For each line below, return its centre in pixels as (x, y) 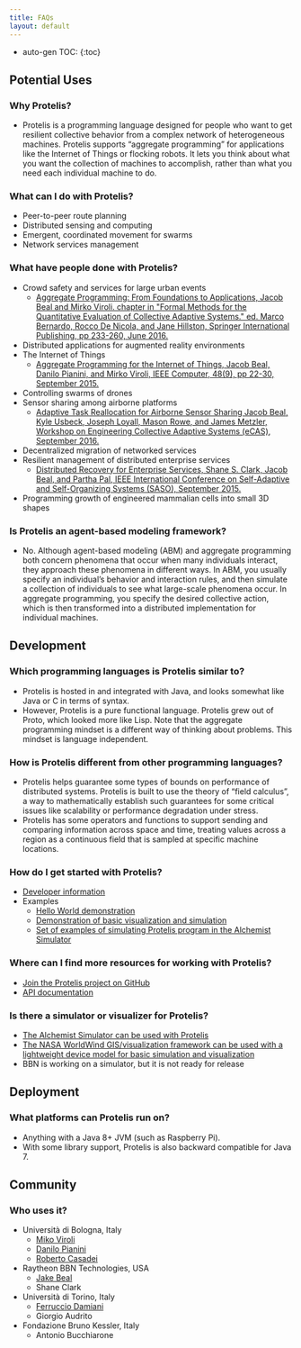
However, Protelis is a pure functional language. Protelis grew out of (148, 710)
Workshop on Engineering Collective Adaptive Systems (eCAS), (153, 431)
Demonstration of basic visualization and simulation (131, 920)
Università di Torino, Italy (68, 1297)
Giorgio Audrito (64, 1316)
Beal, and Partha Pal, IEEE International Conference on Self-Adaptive (163, 479)
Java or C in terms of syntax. (76, 701)
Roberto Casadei (67, 1259)
